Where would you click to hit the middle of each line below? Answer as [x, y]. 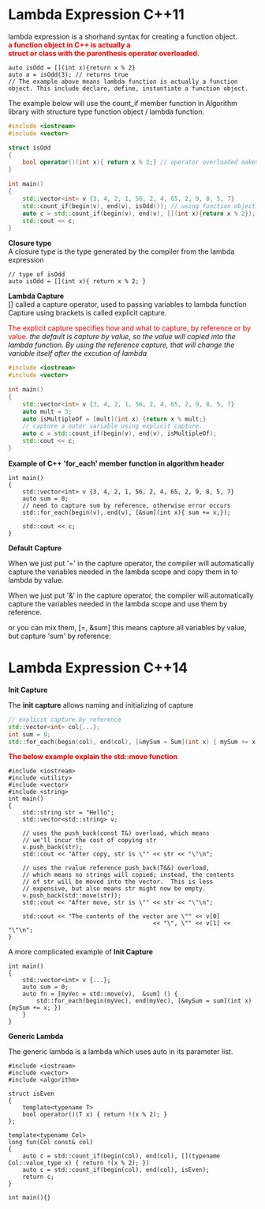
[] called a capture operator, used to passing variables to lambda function [127, 304]
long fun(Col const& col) [50, 1143]
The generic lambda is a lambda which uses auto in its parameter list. [121, 1052]
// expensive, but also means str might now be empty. [114, 889]
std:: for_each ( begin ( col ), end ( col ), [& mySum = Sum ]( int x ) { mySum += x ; [134, 742]
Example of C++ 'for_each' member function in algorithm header [116, 463]
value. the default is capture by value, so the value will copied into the [122, 337]
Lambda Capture [36, 296]
